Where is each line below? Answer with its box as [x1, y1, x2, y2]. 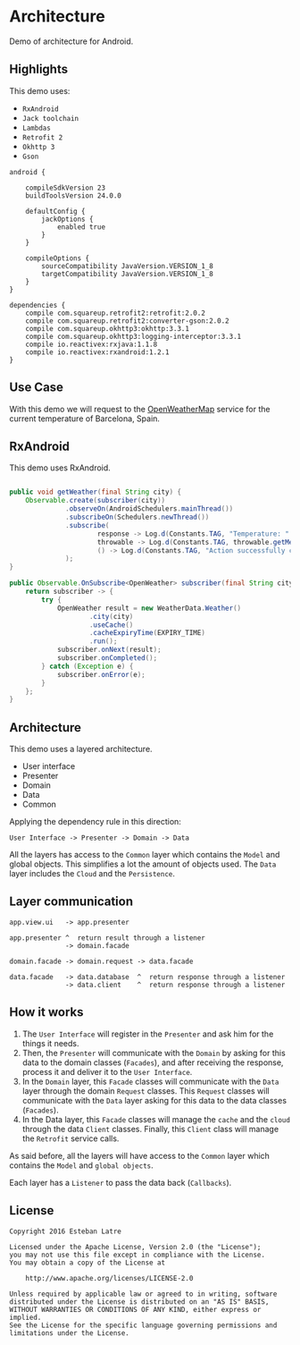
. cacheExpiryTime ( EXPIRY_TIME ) [88, 629, 205, 638]
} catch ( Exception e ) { [41, 662, 134, 671]
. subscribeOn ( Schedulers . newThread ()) [65, 512, 210, 521]
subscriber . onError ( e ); [56, 670, 146, 679]
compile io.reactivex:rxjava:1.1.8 [25, 340, 158, 349]
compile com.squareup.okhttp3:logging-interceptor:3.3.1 [25, 332, 242, 341]
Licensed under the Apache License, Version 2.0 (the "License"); [9, 1242, 262, 1251]
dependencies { [9, 300, 66, 309]
